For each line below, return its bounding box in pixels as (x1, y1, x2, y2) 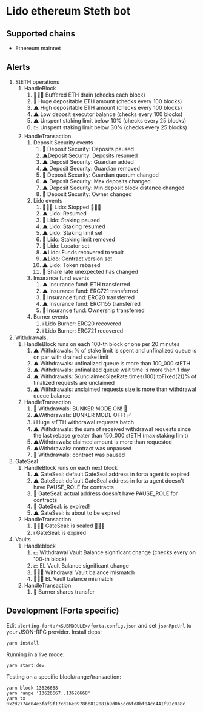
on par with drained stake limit (33, 353, 109, 361)
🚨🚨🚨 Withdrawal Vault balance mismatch (33, 569, 135, 576)
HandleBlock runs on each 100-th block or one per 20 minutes (24, 340, 180, 347)
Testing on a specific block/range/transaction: (6, 673, 121, 680)
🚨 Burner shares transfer (33, 588, 95, 595)
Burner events (33, 313, 68, 320)
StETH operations (15, 78, 59, 86)
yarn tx (6, 695, 26, 702)
